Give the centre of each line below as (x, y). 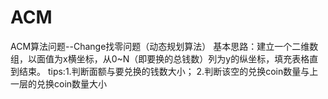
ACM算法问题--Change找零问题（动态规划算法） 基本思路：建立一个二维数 (164, 46)
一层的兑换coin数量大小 (59, 83)
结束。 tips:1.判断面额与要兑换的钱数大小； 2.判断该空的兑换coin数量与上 (168, 71)
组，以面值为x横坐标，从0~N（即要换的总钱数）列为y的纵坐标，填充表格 (160, 58)
